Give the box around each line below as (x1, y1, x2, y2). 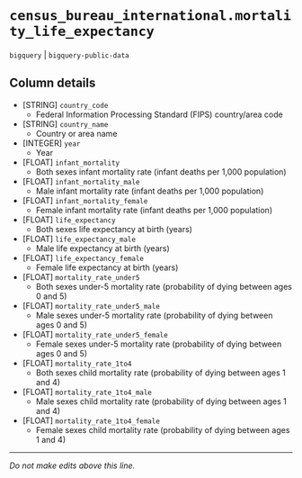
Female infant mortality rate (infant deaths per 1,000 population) (35, 204, 272, 215)
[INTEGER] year (22, 138, 81, 149)
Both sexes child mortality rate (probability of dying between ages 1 (35, 367, 286, 378)
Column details (9, 76, 96, 91)
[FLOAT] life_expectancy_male (22, 233, 137, 244)
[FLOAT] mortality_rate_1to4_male (22, 386, 153, 397)
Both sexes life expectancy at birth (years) (35, 223, 193, 234)
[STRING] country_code (22, 99, 109, 110)
